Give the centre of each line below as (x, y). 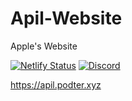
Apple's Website (44, 46)
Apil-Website (66, 18)
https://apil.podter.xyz (56, 84)
